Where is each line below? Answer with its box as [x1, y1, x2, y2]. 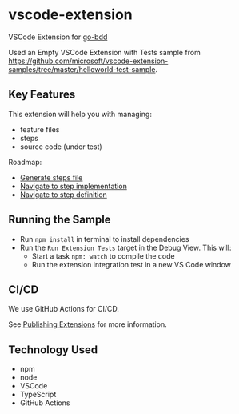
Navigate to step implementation [19, 181, 128, 191]
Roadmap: [8, 157, 42, 167]
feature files [19, 124, 60, 134]
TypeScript [19, 390, 57, 400]
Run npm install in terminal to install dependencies [19, 234, 189, 243]
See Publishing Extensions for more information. [8, 320, 167, 329]
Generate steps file [19, 172, 83, 182]
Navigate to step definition [19, 190, 108, 199]
